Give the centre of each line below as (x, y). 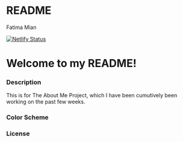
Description (24, 82)
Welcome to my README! (71, 63)
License (18, 134)
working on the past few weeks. (46, 102)
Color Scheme (28, 117)
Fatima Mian (21, 27)
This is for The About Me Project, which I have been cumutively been (92, 95)
